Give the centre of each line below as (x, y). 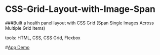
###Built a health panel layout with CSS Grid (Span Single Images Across (80, 23)
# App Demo (17, 47)
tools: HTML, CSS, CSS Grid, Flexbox (43, 38)
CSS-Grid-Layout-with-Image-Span (80, 9)
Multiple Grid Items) (25, 28)
